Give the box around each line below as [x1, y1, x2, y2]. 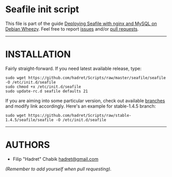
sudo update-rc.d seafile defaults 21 [5, 88, 88, 94]
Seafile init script [5, 4, 79, 15]
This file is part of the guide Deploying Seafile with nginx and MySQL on [5, 20, 157, 27]
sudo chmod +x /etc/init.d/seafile [5, 84, 81, 89]
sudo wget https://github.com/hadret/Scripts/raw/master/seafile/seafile [5, 75, 166, 80]
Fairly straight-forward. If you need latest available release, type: [5, 65, 142, 71]
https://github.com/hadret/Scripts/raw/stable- [28, 113, 132, 118]
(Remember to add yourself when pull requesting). [5, 166, 112, 172]
